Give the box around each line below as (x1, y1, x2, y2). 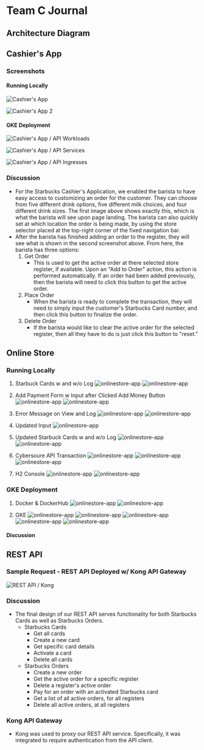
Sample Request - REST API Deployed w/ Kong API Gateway (6, 568, 187, 576)
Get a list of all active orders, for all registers (33, 695, 145, 702)
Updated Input (15, 422, 52, 429)
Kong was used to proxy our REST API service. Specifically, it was (15, 730, 181, 738)
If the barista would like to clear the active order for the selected (33, 324, 195, 331)
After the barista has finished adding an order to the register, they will (15, 233, 190, 240)
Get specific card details (33, 643, 95, 650)
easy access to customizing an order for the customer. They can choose (15, 194, 197, 201)
